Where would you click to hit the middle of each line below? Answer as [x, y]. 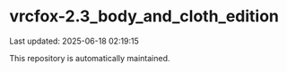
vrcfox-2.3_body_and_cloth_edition [144, 16]
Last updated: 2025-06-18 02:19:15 [74, 41]
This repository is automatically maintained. [90, 58]
